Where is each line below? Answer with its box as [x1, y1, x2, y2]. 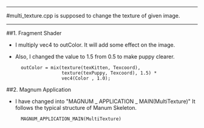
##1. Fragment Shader [6, 30, 62, 36]
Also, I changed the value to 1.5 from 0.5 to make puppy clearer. [15, 53, 175, 60]
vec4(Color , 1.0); [61, 75, 111, 81]
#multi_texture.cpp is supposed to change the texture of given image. [6, 12, 180, 19]
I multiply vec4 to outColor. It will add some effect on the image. [15, 41, 175, 49]
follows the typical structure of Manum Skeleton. [15, 104, 137, 111]
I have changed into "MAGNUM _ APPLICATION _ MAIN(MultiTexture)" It [15, 98, 195, 105]
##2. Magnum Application [6, 86, 72, 93]
